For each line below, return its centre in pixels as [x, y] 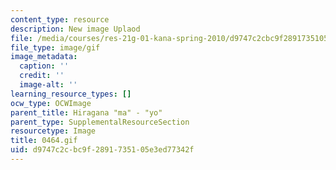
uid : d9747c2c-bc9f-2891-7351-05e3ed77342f [102, 150]
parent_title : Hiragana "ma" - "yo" [86, 112]
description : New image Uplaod [75, 29]
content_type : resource [60, 19]
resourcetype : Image [53, 131]
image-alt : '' [48, 85]
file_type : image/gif [55, 47]
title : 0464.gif [44, 141]
